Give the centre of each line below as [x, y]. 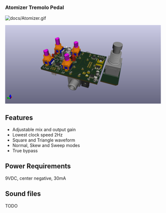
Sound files [23, 194]
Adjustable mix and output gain [44, 130]
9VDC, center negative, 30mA [36, 178]
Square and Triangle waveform [44, 140]
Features [19, 117]
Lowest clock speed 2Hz [37, 135]
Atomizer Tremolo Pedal [35, 7]
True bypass [25, 151]
